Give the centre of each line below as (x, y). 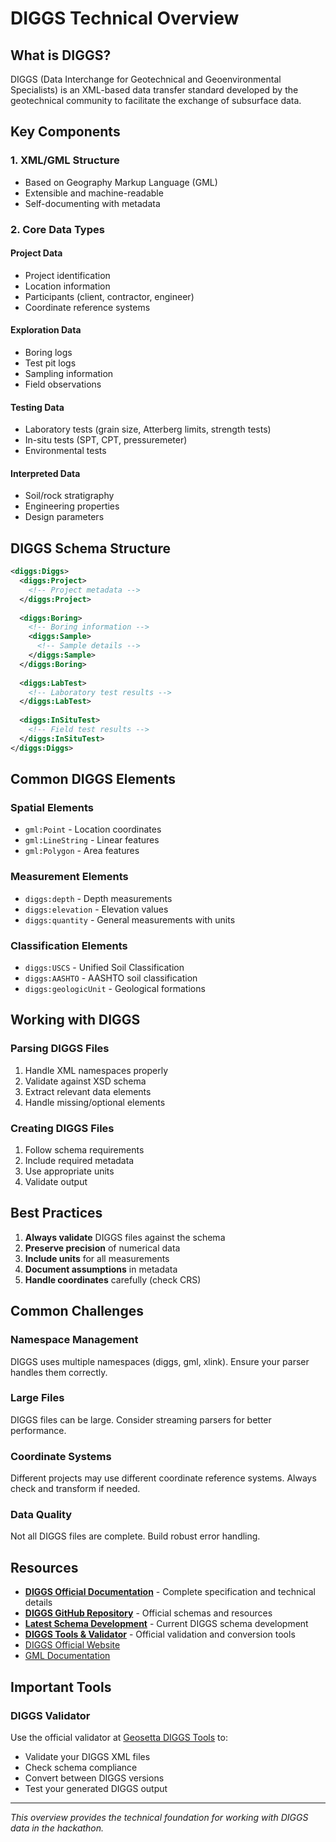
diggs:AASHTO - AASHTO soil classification (111, 978)
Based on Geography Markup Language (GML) (121, 182)
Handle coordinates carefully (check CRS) (113, 1279)
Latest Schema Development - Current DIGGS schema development (166, 1624)
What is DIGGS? (61, 55)
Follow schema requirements (84, 1150)
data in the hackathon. (57, 1828)
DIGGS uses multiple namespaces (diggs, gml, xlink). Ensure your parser (160, 1361)
